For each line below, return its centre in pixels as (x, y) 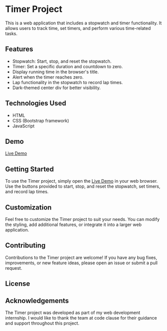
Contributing (25, 246)
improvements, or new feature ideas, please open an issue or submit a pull (82, 263)
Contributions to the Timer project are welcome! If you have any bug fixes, (81, 257)
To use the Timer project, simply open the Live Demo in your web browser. (82, 181)
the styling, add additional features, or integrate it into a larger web (73, 224)
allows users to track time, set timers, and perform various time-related (78, 28)
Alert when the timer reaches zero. (48, 77)
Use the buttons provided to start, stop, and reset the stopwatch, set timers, (83, 186)
